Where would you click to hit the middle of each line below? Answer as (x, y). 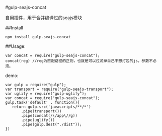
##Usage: (16, 46)
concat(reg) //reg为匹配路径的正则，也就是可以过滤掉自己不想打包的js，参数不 (79, 61)
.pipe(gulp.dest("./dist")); (51, 124)
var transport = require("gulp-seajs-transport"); (59, 89)
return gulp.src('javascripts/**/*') (52, 107)
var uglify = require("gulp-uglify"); (46, 94)
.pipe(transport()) (41, 111)
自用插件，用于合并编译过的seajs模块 (44, 18)
